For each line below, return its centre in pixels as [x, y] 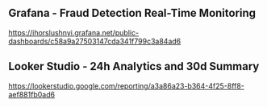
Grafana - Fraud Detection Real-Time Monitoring [132, 13]
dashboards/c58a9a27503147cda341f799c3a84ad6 [95, 41]
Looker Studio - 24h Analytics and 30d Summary [134, 66]
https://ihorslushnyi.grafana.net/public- [74, 32]
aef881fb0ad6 [31, 94]
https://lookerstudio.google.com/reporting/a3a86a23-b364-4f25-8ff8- [126, 86]
